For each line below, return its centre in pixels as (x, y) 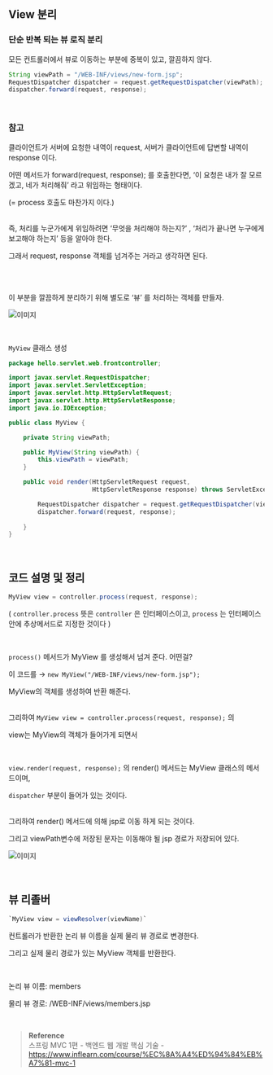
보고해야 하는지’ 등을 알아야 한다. (60, 238)
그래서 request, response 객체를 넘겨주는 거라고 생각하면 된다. (108, 256)
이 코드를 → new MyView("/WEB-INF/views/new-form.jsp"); (104, 674)
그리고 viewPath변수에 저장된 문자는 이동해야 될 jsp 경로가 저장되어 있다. (124, 839)
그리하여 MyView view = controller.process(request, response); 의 (121, 717)
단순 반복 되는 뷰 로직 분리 (56, 40)
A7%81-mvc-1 (52, 1063)
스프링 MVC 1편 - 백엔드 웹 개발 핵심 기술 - (96, 1045)
